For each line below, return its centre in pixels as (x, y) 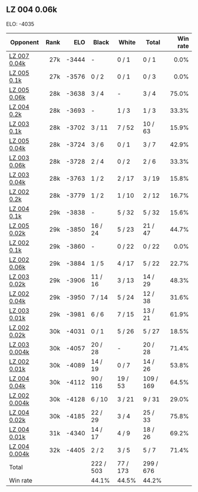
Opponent (24, 42)
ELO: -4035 (20, 24)
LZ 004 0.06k (32, 10)
